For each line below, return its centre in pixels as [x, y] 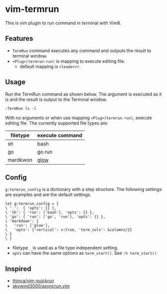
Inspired [18, 269]
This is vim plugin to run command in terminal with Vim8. [63, 23]
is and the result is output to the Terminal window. [56, 99]
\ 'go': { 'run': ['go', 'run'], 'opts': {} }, [55, 217]
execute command [60, 135]
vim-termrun [32, 9]
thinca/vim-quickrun [33, 281]
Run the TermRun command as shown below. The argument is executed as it [83, 94]
